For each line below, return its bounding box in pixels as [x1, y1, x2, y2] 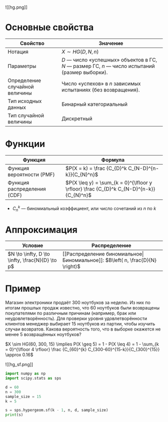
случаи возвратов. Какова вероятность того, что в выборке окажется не [5, 326, 161, 332]
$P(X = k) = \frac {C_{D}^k [65, 164, 127, 171]
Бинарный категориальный [61, 100, 128, 107]
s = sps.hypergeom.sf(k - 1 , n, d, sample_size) [5, 407, 108, 413]
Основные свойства [5, 22, 94, 33]
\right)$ [62, 263, 81, 270]
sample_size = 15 [5, 394, 41, 399]
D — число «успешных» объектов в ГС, [61, 56, 157, 63]
